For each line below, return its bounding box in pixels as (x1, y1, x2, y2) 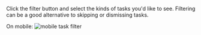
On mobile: (6, 23, 34, 30)
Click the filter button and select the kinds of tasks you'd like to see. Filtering (6, 5, 196, 12)
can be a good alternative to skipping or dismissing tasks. (6, 11, 149, 18)
